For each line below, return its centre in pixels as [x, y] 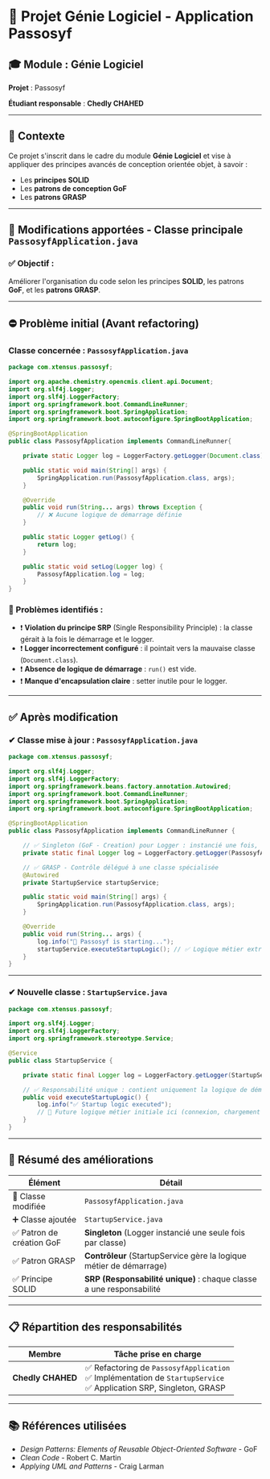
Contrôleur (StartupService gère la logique [165, 1256]
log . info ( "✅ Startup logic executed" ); [105, 1105]
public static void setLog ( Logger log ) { [93, 567]
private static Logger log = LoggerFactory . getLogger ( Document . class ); [145, 456]
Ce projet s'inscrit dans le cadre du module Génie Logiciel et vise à [120, 156]
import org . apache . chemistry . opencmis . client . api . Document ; [111, 382]
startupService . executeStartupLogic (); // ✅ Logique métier [141, 949]
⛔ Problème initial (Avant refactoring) [104, 323]
